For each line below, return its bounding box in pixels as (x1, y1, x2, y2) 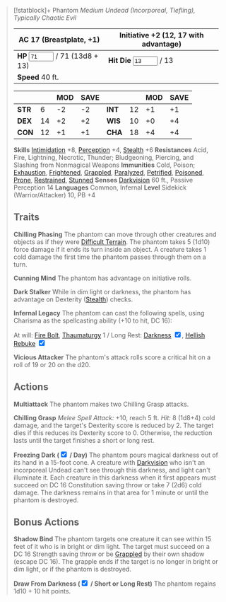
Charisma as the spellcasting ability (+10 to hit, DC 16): (13, 316, 172, 325)
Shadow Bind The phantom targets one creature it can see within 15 (13, 535, 212, 543)
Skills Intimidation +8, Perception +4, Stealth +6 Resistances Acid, (13, 146, 209, 154)
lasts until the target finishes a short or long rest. (13, 436, 155, 444)
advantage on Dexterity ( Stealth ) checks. (13, 295, 133, 303)
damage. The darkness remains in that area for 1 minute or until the (13, 488, 209, 497)
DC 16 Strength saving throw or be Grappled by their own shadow (13, 550, 205, 558)
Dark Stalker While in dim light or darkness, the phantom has (13, 287, 191, 296)
